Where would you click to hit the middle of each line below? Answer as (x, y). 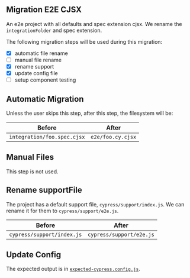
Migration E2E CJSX (44, 10)
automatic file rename (41, 53)
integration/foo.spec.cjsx (47, 137)
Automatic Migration (45, 99)
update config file (36, 73)
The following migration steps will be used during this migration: (84, 41)
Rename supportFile (44, 190)
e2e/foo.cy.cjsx (114, 137)
